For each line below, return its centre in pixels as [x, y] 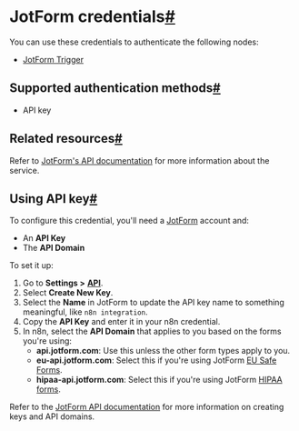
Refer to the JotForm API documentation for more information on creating [147, 407]
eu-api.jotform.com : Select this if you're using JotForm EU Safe [156, 360]
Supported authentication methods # [115, 88]
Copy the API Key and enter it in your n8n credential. [121, 322]
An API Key [44, 238]
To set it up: [32, 266]
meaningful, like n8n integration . [85, 312]
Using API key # [54, 199]
